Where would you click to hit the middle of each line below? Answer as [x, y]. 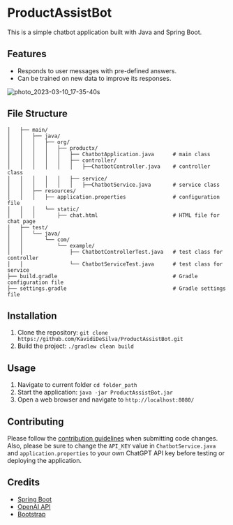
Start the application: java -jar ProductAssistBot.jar [95, 393]
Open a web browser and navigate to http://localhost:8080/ [106, 400]
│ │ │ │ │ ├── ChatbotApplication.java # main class [109, 154]
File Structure [37, 114]
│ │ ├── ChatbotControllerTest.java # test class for [115, 252]
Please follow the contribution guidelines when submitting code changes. [113, 438]
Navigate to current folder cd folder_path [77, 385]
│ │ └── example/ [51, 245]
